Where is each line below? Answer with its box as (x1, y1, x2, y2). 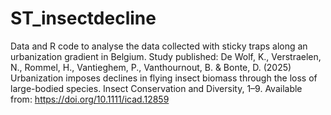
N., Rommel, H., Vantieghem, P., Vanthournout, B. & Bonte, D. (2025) (10, 61, 292, 73)
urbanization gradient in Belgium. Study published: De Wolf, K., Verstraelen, (10, 50, 322, 62)
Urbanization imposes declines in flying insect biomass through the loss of (10, 72, 318, 84)
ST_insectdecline (10, 7, 157, 30)
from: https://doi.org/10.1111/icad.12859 (10, 93, 170, 105)
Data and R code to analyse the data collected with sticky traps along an (10, 40, 308, 52)
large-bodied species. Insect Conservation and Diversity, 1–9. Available (10, 82, 303, 94)
